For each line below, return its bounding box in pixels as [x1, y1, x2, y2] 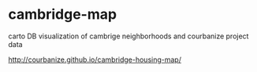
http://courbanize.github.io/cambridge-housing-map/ [8, 55, 181, 64]
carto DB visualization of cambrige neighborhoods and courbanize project [8, 31, 249, 41]
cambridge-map [8, 5, 117, 23]
